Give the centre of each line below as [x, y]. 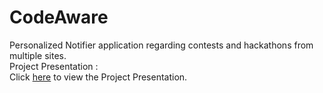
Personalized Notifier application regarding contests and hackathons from [161, 45]
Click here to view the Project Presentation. [98, 77]
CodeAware [59, 17]
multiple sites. [38, 55]
